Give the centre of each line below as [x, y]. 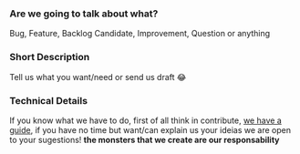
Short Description [50, 57]
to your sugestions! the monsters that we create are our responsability [145, 139]
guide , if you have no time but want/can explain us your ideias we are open [150, 129]
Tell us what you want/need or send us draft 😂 [98, 77]
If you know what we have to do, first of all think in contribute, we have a [146, 120]
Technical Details [49, 100]
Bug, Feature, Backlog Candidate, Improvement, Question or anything [140, 34]
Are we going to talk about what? [84, 14]
